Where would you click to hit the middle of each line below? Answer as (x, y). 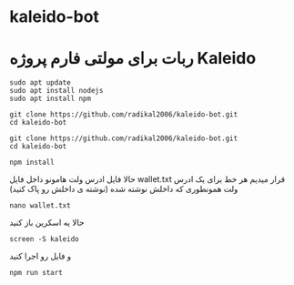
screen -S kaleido (44, 239)
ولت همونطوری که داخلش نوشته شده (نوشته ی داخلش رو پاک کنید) (124, 189)
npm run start (36, 273)
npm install (32, 163)
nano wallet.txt (40, 206)
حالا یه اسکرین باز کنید (47, 223)
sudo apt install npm (51, 99)
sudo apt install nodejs (56, 91)
